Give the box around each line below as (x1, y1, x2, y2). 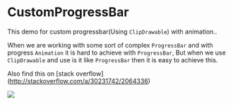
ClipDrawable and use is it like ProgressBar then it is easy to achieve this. (7, 55, 218, 64)
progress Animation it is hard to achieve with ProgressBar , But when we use (7, 48, 226, 57)
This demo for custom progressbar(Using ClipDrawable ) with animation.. (7, 27, 217, 36)
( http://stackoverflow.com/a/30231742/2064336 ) (7, 76, 150, 85)
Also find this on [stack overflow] (7, 69, 104, 78)
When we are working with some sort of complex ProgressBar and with (7, 41, 213, 49)
